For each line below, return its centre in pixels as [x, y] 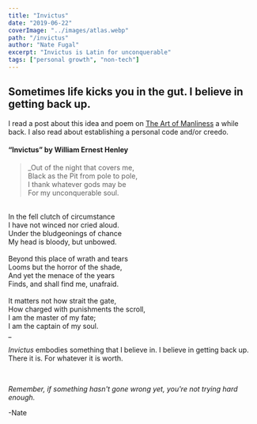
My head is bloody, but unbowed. [62, 242]
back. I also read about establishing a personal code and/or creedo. [119, 132]
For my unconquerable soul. [73, 193]
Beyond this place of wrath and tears [68, 258]
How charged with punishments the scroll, [77, 309]
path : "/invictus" [38, 38]
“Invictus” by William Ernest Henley [68, 150]
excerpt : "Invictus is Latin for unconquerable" [90, 52]
